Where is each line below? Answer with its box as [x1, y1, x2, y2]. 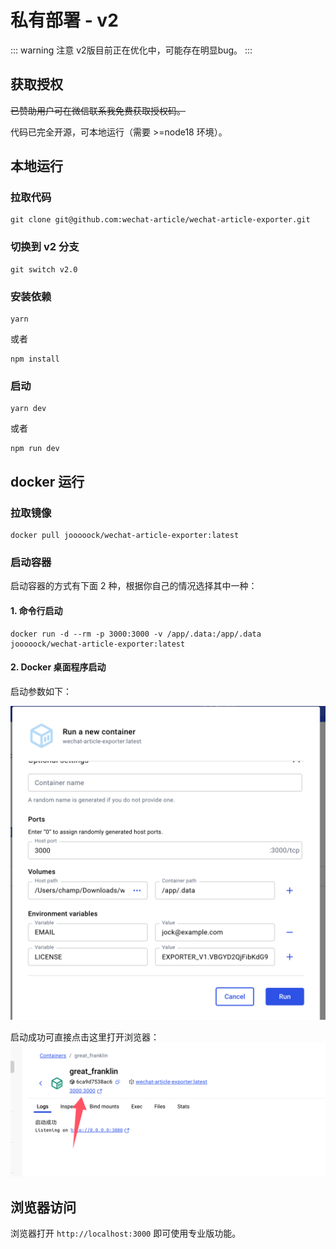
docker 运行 [10, 473, 85, 490]
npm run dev [10, 444, 60, 454]
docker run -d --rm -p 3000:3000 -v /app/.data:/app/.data [10, 629, 262, 639]
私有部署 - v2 [10, 9, 119, 32]
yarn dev [10, 404, 47, 414]
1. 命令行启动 [10, 604, 63, 616]
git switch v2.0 [10, 264, 78, 275]
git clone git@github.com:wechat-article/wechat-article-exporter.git [10, 215, 311, 225]
